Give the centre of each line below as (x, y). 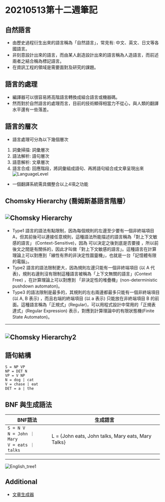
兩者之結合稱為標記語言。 (38, 61)
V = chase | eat (22, 384)
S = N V (16, 428)
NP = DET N (16, 371)
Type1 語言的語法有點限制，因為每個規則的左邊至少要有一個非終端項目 (83, 230)
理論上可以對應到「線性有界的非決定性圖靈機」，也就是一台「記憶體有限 (84, 255)
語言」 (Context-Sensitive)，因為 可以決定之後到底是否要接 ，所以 (88, 243)
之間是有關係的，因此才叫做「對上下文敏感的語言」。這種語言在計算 (89, 249)
